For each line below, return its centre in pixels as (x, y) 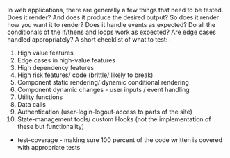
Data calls (32, 104)
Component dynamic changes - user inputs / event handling (103, 90)
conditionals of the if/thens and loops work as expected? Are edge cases (112, 32)
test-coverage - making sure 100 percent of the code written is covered (120, 140)
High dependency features (56, 68)
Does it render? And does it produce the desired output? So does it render (113, 17)
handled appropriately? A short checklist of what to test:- (89, 39)
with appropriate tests (49, 147)
